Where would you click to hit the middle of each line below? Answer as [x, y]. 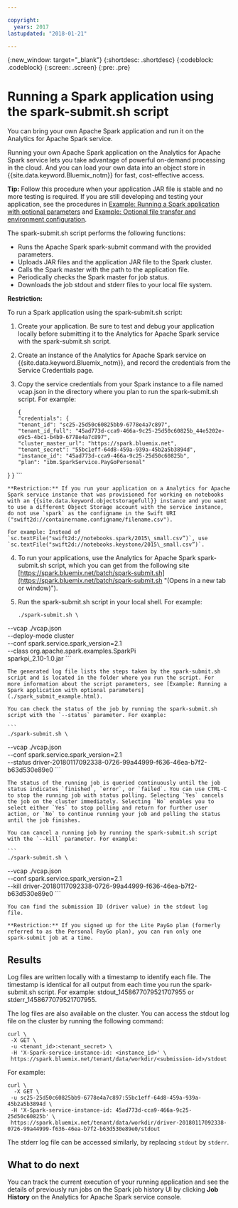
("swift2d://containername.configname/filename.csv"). [90, 520]
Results [25, 960]
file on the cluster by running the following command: [86, 1021]
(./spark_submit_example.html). [55, 697]
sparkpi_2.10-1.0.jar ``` [39, 659]
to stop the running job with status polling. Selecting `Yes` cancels [115, 795]
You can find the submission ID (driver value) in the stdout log [108, 907]
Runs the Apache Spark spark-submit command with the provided [114, 247]
